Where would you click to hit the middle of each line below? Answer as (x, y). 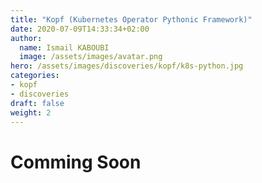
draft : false (37, 103)
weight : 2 (31, 112)
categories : (35, 76)
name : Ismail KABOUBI (64, 47)
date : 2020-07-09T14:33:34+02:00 (80, 29)
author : (26, 38)
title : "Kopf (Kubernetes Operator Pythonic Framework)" (131, 19)
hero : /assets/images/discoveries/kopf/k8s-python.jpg (127, 66)
